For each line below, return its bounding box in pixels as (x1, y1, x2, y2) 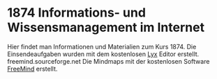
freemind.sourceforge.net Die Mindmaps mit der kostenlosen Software (7, 57, 210, 65)
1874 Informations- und (7, 5, 147, 21)
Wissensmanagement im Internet (7, 19, 204, 35)
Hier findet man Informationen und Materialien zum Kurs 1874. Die (7, 42, 197, 51)
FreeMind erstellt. (7, 64, 58, 73)
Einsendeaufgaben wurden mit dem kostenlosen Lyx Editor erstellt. (7, 50, 200, 58)
